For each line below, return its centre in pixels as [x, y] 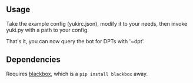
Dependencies [33, 60]
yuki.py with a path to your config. [48, 30]
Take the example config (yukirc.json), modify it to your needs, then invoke [97, 23]
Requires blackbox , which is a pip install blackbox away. [77, 74]
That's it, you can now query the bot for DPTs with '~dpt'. [76, 41]
